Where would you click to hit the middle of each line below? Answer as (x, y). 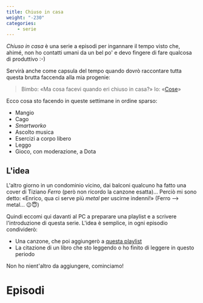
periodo (25, 254)
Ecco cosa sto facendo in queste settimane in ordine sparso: (82, 101)
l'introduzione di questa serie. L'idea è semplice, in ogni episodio (87, 223)
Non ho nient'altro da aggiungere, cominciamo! (65, 266)
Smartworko (31, 126)
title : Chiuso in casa (35, 12)
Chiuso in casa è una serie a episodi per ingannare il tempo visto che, (93, 46)
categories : (21, 23)
